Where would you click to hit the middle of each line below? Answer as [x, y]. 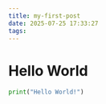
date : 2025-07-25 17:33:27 [53, 23]
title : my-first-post [45, 16]
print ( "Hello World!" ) [46, 92]
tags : [17, 31]
